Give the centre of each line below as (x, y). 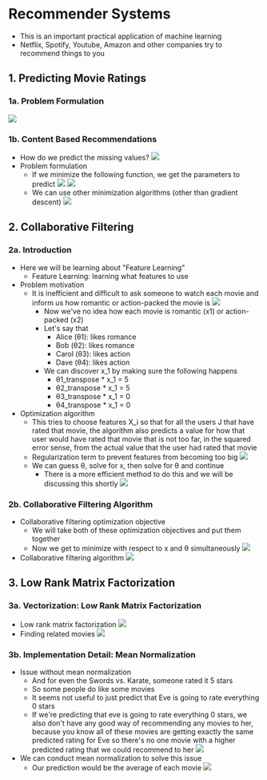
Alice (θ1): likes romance (96, 337)
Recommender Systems (90, 14)
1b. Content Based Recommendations (83, 139)
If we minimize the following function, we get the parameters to (136, 174)
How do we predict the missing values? (84, 157)
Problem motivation (52, 285)
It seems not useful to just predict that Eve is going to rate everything (145, 697)
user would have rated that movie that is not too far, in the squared (141, 438)
